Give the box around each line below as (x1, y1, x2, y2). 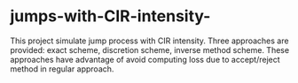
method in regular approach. (10, 64, 114, 74)
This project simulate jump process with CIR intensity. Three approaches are (10, 35, 289, 46)
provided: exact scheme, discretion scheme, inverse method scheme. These (10, 44, 290, 55)
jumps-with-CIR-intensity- (10, 6, 211, 26)
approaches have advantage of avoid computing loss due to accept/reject (10, 54, 280, 64)
